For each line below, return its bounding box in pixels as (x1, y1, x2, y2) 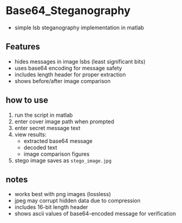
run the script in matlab (14, 111, 73, 119)
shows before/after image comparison (14, 77, 111, 84)
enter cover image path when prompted (14, 117, 114, 125)
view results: (14, 131, 47, 138)
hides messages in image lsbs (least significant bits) (14, 57, 146, 65)
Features (5, 42, 40, 52)
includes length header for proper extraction (14, 71, 126, 78)
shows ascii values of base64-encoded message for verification (14, 210, 176, 218)
